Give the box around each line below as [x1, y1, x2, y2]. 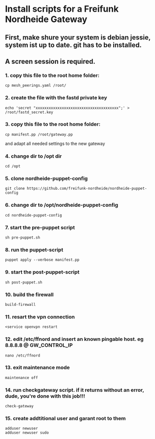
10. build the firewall [5, 291, 54, 298]
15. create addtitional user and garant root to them [5, 415, 126, 422]
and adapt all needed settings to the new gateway [5, 140, 105, 146]
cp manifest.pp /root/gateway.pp [5, 132, 73, 137]
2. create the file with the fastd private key [5, 94, 107, 101]
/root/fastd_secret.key [5, 110, 54, 115]
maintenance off [5, 375, 38, 380]
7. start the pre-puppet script [5, 224, 75, 231]
